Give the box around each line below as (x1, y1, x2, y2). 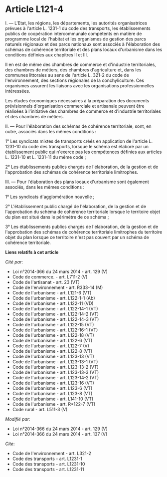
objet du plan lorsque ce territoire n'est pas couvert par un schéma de (5, 234, 150, 240)
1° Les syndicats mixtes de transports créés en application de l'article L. (5, 138, 153, 144)
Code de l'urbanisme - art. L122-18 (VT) (12, 332, 95, 338)
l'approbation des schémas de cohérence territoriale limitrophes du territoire (5, 229, 163, 235)
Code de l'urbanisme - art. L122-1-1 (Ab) (12, 295, 96, 301)
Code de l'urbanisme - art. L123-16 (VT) (12, 380, 95, 386)
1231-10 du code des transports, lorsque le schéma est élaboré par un (5, 143, 149, 149)
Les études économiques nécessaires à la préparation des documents (5, 97, 150, 103)
